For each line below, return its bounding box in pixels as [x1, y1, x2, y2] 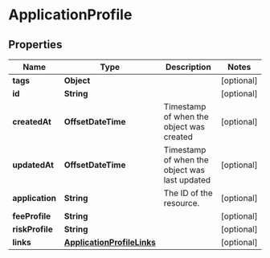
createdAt [12, 117, 52, 127]
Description [165, 62, 211, 72]
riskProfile [12, 223, 54, 235]
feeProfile [12, 211, 51, 222]
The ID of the [163, 187, 213, 199]
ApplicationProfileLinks [63, 237, 157, 248]
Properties [8, 38, 63, 51]
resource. [163, 198, 200, 208]
